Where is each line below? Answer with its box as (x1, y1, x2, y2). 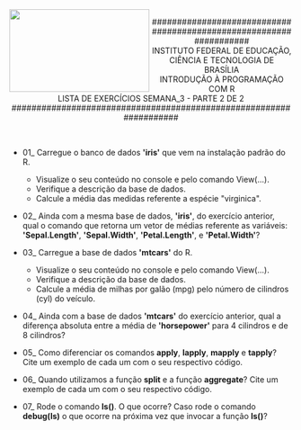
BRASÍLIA (204, 65, 240, 75)
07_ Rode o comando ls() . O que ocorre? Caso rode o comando (22, 401, 256, 412)
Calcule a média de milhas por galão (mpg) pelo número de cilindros (35, 283, 289, 294)
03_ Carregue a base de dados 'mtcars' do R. (22, 247, 193, 257)
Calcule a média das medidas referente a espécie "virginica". (35, 193, 262, 203)
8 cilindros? (22, 330, 66, 340)
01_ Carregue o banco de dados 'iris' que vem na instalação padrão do (22, 148, 286, 157)
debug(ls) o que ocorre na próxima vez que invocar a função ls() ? (22, 411, 268, 421)
